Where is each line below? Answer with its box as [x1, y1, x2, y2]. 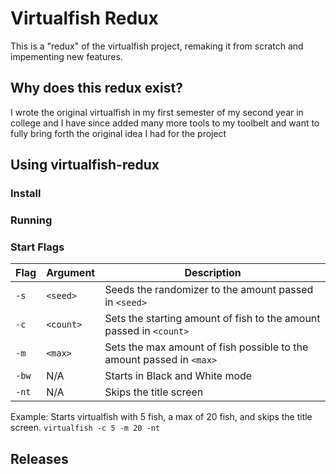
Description [184, 266, 242, 280]
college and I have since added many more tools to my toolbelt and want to [10, 117, 320, 129]
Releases [10, 450, 69, 467]
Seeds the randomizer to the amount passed [104, 283, 314, 297]
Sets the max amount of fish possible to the [104, 340, 309, 354]
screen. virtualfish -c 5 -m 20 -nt [10, 422, 161, 434]
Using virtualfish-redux [10, 157, 160, 174]
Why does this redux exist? [10, 80, 183, 97]
